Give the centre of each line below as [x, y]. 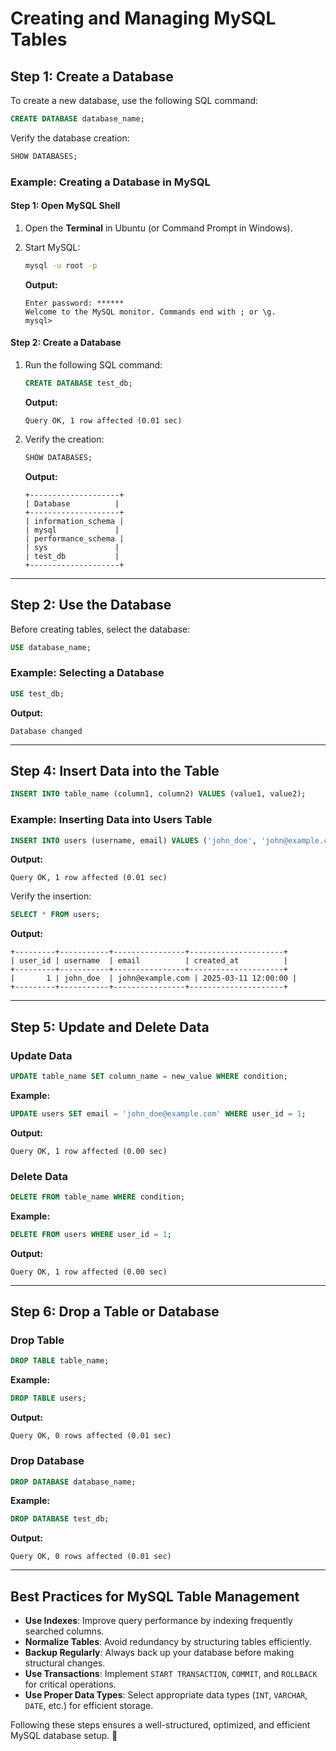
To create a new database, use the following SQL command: [134, 100]
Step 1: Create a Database [92, 76]
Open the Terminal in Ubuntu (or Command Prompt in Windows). [158, 228]
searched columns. [64, 1631]
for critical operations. [70, 1684]
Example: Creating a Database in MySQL [110, 182]
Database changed [46, 731]
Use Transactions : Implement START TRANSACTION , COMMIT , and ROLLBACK [171, 1674]
